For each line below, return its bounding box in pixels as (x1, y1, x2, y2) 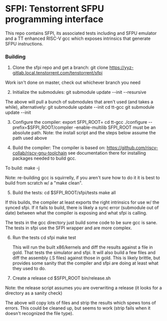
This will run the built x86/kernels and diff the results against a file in (12, 244, 153, 250)
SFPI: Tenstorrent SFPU (5, 3, 104, 14)
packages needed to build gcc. (12, 155, 76, 161)
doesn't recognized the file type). (5, 311, 74, 317)
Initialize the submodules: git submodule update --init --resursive (12, 89, 147, 95)
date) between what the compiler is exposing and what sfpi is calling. (5, 210, 148, 216)
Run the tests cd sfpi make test (12, 235, 76, 241)
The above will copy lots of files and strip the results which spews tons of (5, 300, 156, 306)
